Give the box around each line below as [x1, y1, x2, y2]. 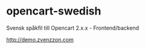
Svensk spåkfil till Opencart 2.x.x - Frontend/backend [6, 24, 140, 31]
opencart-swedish [6, 4, 101, 18]
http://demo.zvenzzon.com [6, 36, 74, 43]
